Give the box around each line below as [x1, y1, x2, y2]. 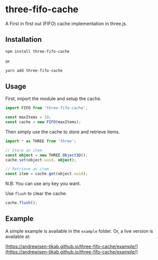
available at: [5, 233, 31, 240]
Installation [5, 35, 42, 44]
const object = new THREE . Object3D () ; [5, 152, 88, 158]
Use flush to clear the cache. [5, 191, 67, 197]
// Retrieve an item [5, 167, 50, 172]
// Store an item [5, 148, 42, 153]
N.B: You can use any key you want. [5, 180, 81, 187]
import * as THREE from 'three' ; [5, 138, 77, 144]
